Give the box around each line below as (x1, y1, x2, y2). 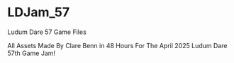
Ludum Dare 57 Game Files (7, 28, 87, 36)
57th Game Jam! (7, 49, 55, 57)
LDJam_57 (7, 4, 69, 21)
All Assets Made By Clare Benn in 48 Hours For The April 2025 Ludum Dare (7, 41, 228, 50)
